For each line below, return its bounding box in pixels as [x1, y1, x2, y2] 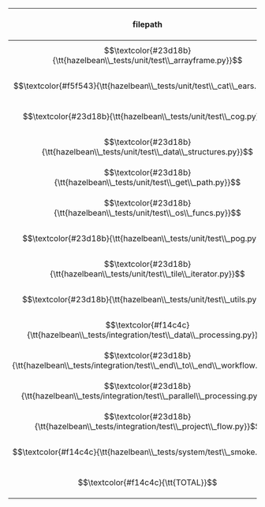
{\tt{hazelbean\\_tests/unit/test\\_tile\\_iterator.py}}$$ [50, 268, 246, 279]
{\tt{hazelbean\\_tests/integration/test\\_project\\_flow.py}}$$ [34, 421, 261, 431]
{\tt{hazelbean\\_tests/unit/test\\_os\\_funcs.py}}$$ [54, 208, 241, 218]
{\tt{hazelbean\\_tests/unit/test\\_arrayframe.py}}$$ [52, 55, 243, 65]
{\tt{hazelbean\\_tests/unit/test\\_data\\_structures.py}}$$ [42, 146, 254, 157]
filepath [132, 19, 163, 30]
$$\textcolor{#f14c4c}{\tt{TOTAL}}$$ [77, 477, 218, 487]
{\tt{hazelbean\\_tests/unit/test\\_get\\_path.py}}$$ [54, 177, 241, 187]
